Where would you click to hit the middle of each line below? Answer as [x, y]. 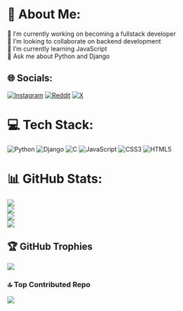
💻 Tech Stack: [50, 125]
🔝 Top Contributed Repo [49, 285]
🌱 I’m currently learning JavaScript [57, 48]
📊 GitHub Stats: [55, 179]
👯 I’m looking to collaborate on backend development [84, 41]
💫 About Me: [44, 14]
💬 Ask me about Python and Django [59, 56]
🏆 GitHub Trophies [50, 247]
